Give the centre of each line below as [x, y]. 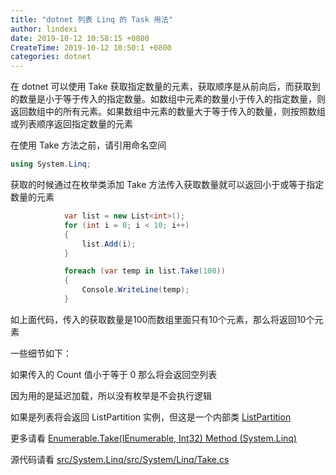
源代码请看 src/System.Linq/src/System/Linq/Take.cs [120, 459]
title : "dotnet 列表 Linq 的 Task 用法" [91, 19]
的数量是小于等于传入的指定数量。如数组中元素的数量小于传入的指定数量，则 [168, 99]
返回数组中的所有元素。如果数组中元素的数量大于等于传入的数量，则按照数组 [168, 112]
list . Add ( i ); [109, 244]
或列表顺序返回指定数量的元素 [71, 124]
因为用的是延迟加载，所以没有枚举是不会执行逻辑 [111, 395]
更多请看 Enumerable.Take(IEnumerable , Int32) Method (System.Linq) [153, 438]
